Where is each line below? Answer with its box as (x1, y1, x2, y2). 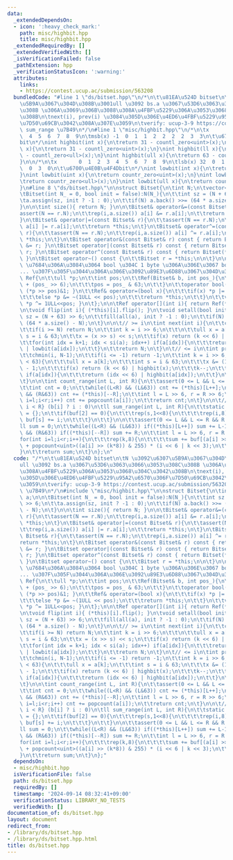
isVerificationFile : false (13, 771, 92, 778)
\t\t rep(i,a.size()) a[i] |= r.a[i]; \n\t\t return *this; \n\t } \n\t (19, 526, 216, 533)
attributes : (13, 74, 49, 82)
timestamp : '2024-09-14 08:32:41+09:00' (13, 790, 132, 798)
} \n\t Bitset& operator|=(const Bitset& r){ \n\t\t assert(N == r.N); (19, 216, 218, 223)
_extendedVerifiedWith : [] (13, 49, 92, 56)
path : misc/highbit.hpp (19, 29, 89, 37)
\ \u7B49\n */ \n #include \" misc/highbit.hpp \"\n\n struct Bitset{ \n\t (19, 487, 222, 495)
